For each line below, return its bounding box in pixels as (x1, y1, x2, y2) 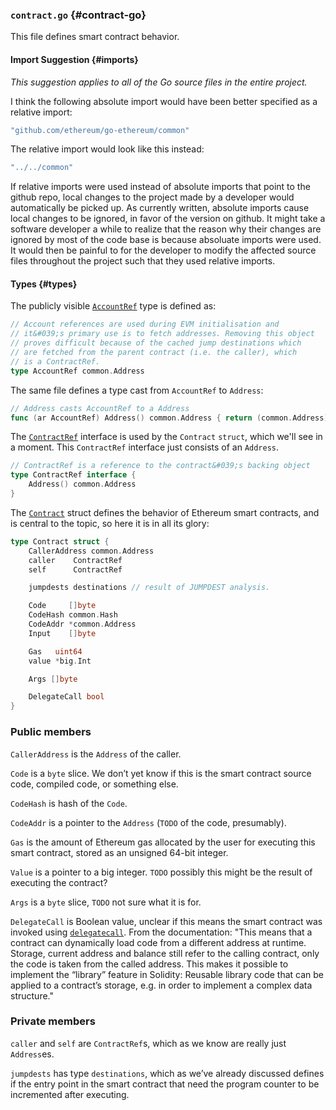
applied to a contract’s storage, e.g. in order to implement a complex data (10, 979, 313, 991)
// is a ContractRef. (10, 356, 101, 367)
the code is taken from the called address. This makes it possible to (10, 958, 289, 970)
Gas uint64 (28, 646, 83, 657)
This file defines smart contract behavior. (10, 31, 180, 43)
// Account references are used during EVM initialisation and (10, 319, 280, 330)
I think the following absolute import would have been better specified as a (10, 95, 318, 107)
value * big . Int (28, 656, 92, 666)
